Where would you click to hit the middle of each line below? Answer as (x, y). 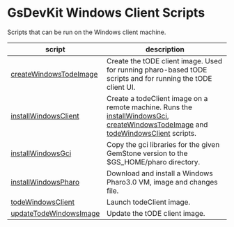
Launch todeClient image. (149, 202)
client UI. (121, 87)
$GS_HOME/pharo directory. (154, 162)
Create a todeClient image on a (157, 98)
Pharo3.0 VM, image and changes (162, 182)
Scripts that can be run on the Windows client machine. (87, 32)
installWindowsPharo (45, 182)
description (165, 49)
